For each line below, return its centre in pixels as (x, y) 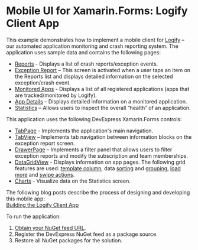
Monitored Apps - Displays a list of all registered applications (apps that (102, 89)
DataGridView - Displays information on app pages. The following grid (100, 162)
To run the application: (33, 216)
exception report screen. (45, 143)
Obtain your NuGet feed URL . (50, 228)
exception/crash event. (43, 82)
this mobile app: (26, 199)
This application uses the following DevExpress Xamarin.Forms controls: (94, 119)
